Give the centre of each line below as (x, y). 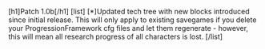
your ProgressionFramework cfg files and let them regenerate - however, (128, 28)
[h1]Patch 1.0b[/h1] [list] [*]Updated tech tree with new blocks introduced (129, 11)
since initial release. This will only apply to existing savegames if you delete (132, 20)
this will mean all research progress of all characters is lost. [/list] (115, 36)
